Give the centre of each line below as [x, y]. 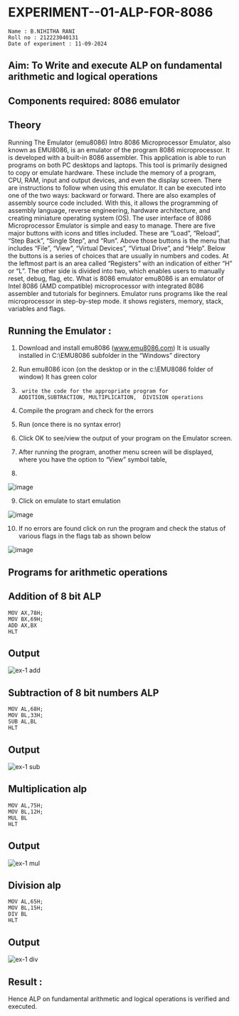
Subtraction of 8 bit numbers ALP [84, 693]
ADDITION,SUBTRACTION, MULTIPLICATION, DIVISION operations [111, 398]
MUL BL [18, 818]
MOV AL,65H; [26, 902]
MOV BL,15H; [26, 908]
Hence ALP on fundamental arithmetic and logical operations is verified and [119, 999]
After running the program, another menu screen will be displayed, [116, 452]
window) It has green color [58, 377]
